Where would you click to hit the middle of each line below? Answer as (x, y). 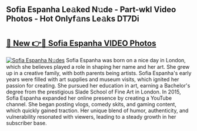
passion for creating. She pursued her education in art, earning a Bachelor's (98, 85)
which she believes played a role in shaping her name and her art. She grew (98, 67)
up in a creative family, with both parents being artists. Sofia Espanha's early (99, 73)
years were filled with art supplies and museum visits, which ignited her (93, 79)
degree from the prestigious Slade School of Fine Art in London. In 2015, (94, 92)
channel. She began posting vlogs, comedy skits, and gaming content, (91, 104)
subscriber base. (26, 123)
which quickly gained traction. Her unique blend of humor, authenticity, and (97, 110)
